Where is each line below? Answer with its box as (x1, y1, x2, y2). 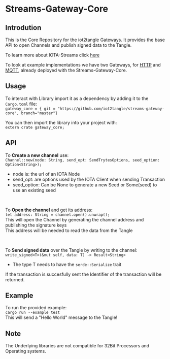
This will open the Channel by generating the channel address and (5, 216, 144, 222)
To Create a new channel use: (5, 152, 69, 158)
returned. (5, 276, 25, 282)
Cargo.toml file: (5, 101, 37, 107)
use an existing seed (12, 187, 56, 193)
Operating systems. (5, 348, 47, 354)
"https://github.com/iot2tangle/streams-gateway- (57, 106, 165, 111)
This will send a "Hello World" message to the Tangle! (5, 314, 118, 320)
